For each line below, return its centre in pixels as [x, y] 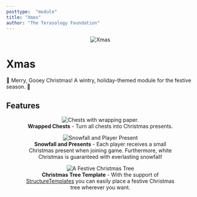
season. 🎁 [19, 87]
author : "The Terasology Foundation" [53, 23]
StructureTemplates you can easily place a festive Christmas [100, 181]
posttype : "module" [32, 12]
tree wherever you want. [100, 187]
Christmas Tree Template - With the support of [100, 175]
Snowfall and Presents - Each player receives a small [100, 144]
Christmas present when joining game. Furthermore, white [100, 150]
